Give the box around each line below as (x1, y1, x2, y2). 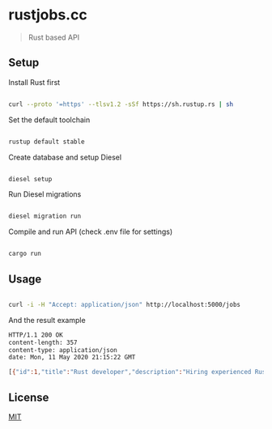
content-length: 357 (8, 338, 79, 346)
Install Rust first (8, 77, 61, 87)
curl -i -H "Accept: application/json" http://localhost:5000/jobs (8, 300, 241, 308)
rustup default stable (8, 138, 85, 146)
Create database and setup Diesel (8, 152, 122, 162)
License (8, 390, 49, 404)
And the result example (8, 315, 87, 325)
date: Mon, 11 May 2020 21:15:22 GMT (8, 354, 136, 362)
